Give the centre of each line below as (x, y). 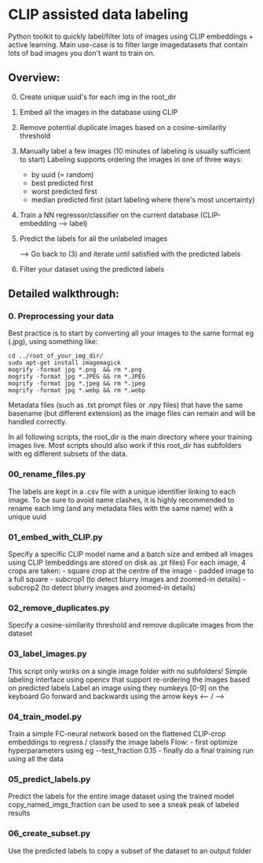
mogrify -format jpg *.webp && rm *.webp (77, 391)
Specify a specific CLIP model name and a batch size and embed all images (131, 554)
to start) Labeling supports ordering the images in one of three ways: (131, 159)
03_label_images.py (48, 654)
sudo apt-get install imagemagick (65, 363)
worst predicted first (64, 191)
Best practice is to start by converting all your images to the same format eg (131, 333)
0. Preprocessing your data (61, 317)
